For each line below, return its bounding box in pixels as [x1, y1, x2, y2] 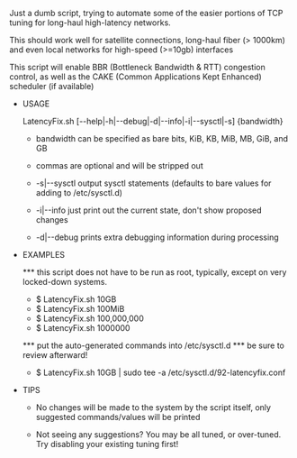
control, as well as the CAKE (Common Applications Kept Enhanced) [9, 71, 263, 82]
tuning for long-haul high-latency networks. [9, 17, 171, 28]
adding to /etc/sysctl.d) [35, 188, 123, 197]
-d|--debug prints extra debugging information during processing [35, 232, 279, 243]
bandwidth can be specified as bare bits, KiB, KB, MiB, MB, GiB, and [35, 133, 289, 143]
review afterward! [22, 350, 88, 360]
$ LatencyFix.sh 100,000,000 [35, 313, 144, 324]
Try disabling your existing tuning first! [35, 439, 179, 449]
